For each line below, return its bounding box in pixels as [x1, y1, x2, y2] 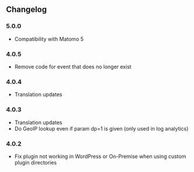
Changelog [6, 5, 47, 15]
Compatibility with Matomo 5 [14, 35, 84, 43]
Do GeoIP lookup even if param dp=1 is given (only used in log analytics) [14, 125, 189, 132]
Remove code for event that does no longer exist [14, 63, 132, 70]
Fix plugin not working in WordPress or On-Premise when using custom [14, 153, 186, 160]
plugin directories [14, 159, 57, 166]
